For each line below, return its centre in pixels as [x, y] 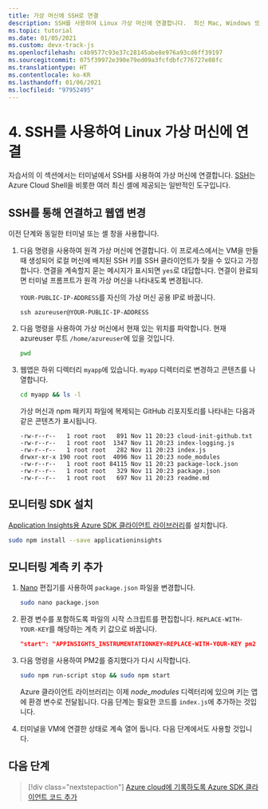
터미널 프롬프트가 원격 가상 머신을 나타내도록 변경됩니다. [116, 281]
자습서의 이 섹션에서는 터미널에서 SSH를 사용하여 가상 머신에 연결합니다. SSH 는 [132, 176]
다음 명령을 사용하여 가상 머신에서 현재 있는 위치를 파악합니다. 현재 [123, 329]
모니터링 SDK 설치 [51, 505]
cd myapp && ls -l [50, 395]
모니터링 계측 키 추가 [55, 567]
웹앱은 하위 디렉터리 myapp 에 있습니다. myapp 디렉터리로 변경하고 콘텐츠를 [133, 369]
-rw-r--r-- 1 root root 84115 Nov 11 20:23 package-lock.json [129, 464]
